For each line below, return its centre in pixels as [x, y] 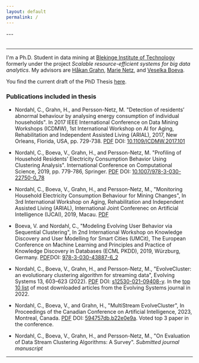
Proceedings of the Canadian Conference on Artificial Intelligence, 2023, [103, 311]
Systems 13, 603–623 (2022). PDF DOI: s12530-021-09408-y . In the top [102, 281]
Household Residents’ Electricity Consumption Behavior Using [91, 159]
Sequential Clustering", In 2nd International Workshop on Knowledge [98, 232]
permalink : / [22, 17]
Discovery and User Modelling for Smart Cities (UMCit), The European [100, 238]
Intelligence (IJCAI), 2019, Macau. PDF [62, 214]
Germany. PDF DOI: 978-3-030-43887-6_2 [66, 257]
